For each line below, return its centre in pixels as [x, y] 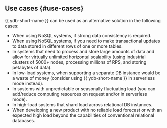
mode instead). [28, 83]
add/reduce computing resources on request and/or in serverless [80, 94]
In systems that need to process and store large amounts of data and [83, 51]
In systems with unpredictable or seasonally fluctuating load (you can [84, 89]
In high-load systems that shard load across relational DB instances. [82, 104]
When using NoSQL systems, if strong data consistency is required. [82, 35]
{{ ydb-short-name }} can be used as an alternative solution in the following [83, 20]
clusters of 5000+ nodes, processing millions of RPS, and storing [79, 62]
